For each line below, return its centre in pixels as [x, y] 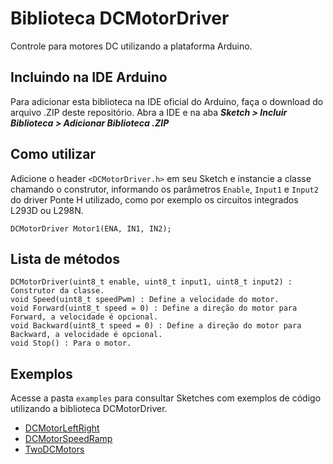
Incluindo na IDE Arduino [89, 77]
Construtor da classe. [57, 291]
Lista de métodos [65, 258]
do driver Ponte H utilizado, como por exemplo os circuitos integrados [154, 199]
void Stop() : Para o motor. [71, 343]
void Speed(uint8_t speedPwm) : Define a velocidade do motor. [145, 300]
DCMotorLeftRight [62, 428]
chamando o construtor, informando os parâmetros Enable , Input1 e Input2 [164, 189]
